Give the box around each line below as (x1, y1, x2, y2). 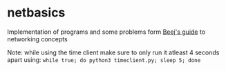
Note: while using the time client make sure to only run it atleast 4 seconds (7, 48, 220, 57)
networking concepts (7, 34, 68, 43)
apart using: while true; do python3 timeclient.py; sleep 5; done (7, 55, 201, 63)
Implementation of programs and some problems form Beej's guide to (7, 28, 206, 36)
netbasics (7, 5, 66, 21)
